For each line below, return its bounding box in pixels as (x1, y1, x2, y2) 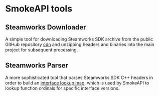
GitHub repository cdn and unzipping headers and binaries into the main (5, 41, 154, 47)
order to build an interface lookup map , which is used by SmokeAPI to (5, 79, 149, 85)
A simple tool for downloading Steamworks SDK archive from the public (5, 36, 153, 42)
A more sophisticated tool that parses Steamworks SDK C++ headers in (5, 74, 153, 80)
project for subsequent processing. (5, 47, 78, 52)
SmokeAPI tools (5, 3, 73, 14)
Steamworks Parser (5, 61, 69, 70)
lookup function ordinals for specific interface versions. (5, 85, 120, 91)
